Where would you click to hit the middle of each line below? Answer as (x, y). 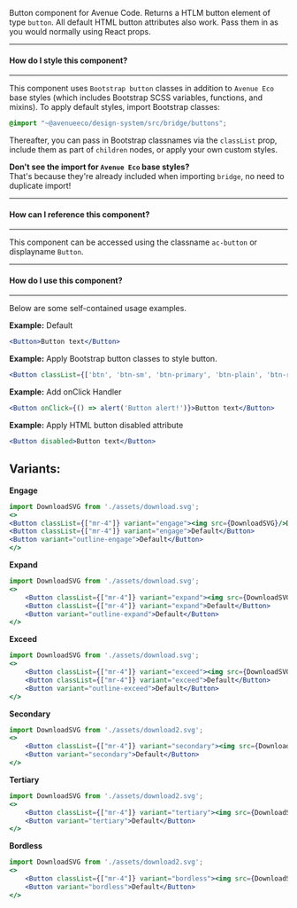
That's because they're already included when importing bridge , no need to (147, 176)
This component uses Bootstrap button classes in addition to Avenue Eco (141, 89)
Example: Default (41, 325)
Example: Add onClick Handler (65, 392)
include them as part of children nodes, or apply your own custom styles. (144, 150)
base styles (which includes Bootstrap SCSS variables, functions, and (136, 98)
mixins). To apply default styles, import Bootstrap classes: (115, 107)
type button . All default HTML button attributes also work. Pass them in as (144, 22)
